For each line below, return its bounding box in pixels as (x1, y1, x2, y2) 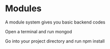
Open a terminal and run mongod (5, 28, 72, 34)
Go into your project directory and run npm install (5, 38, 105, 44)
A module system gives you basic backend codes (5, 19, 106, 25)
